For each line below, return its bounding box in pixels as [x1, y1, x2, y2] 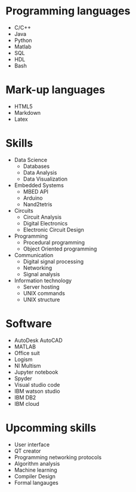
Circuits [14, 207, 33, 214]
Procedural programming [23, 239, 85, 246]
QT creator [14, 447, 41, 454]
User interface [14, 441, 50, 448]
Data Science [14, 156, 48, 163]
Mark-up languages [5, 83, 106, 97]
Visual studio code [14, 381, 60, 388]
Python [14, 36, 32, 44]
